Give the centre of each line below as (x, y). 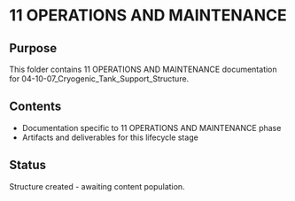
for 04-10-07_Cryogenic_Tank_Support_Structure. (99, 79)
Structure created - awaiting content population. (97, 186)
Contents (35, 107)
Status (28, 165)
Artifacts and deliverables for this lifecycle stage (110, 137)
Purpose (33, 48)
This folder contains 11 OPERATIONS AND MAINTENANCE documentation (143, 69)
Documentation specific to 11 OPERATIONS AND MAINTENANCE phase (151, 128)
